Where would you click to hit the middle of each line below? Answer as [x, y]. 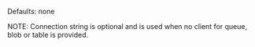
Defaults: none [31, 11]
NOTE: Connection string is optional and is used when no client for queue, [128, 26]
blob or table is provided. [48, 35]
